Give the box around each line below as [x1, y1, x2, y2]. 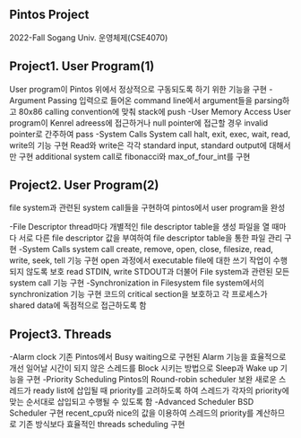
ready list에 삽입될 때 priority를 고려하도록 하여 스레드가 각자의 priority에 [32, 385, 289, 396]
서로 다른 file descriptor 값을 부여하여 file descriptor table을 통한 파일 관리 [18, 232, 283, 243]
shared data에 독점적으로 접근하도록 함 [9, 300, 147, 311]
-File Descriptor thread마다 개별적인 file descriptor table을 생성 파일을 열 [9, 222, 271, 232]
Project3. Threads [9, 327, 112, 342]
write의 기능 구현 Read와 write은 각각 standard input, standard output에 [9, 139, 267, 151]
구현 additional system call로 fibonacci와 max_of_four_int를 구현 [18, 151, 251, 162]
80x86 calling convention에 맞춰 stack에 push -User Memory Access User [18, 106, 291, 117]
